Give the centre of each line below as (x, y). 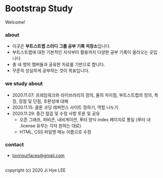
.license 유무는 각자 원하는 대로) (50, 126)
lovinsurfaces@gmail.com (38, 155)
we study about (24, 84)
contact (15, 145)
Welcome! (15, 22)
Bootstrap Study (39, 9)
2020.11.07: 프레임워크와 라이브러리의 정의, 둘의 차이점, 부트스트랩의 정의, (82, 95)
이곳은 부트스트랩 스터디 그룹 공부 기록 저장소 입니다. (61, 46)
